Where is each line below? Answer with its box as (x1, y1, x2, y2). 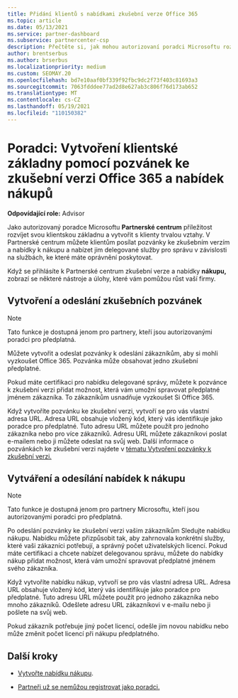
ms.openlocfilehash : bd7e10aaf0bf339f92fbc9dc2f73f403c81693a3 (7, 76, 198, 84)
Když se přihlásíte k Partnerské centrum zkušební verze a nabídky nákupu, (7, 267, 227, 275)
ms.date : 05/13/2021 (7, 23, 69, 31)
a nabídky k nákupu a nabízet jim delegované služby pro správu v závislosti (7, 245, 227, 254)
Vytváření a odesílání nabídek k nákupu (7, 472, 186, 484)
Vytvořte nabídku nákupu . (17, 669, 93, 677)
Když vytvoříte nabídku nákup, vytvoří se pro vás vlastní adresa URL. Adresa (7, 578, 231, 586)
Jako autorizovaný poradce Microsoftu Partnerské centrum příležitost (7, 222, 212, 231)
